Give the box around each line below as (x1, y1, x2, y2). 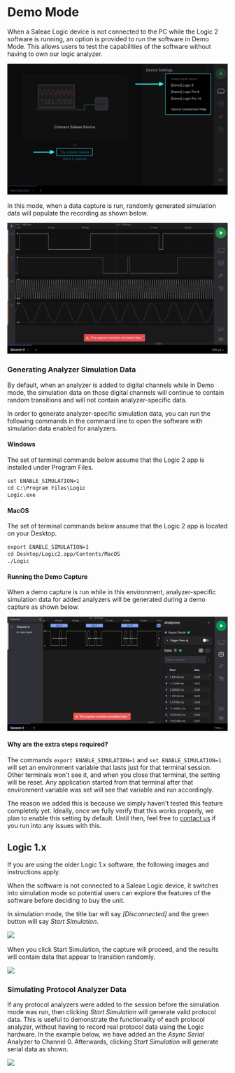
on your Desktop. (7, 529, 57, 538)
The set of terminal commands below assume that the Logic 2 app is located (7, 522, 228, 531)
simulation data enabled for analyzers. (7, 424, 117, 433)
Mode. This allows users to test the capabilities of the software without (7, 42, 211, 50)
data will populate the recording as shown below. (7, 209, 148, 218)
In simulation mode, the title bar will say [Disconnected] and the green (7, 909, 209, 918)
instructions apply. (7, 867, 61, 876)
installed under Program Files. (7, 463, 94, 471)
